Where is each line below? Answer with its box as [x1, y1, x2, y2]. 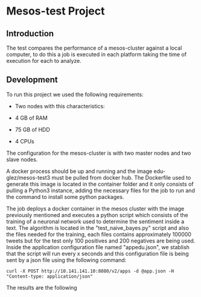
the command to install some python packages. [6, 193, 124, 200]
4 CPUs [14, 137, 34, 145]
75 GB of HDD [14, 126, 50, 133]
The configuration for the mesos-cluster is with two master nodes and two [6, 149, 191, 157]
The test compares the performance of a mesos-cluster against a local [6, 44, 182, 51]
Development [6, 74, 59, 85]
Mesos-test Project [6, 4, 105, 18]
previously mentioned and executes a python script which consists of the [6, 211, 188, 218]
